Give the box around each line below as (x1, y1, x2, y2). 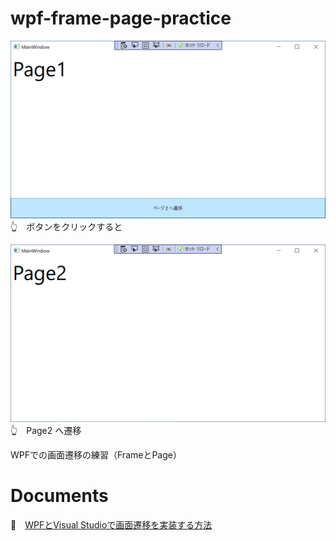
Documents (10, 485, 109, 507)
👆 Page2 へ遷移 (10, 424, 82, 436)
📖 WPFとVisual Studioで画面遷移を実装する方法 (10, 518, 213, 531)
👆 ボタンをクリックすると (10, 220, 123, 232)
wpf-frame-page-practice (10, 7, 232, 30)
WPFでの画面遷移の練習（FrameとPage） (10, 448, 182, 461)
